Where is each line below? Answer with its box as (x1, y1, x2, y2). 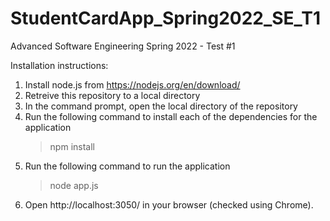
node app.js (49, 179, 99, 191)
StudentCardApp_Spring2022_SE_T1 (10, 7, 322, 30)
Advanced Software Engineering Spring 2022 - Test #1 (10, 40, 236, 52)
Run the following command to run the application (24, 160, 231, 172)
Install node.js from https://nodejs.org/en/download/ (24, 78, 241, 91)
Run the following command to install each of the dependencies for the (24, 110, 318, 122)
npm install (49, 140, 95, 152)
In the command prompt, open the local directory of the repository (24, 100, 298, 112)
